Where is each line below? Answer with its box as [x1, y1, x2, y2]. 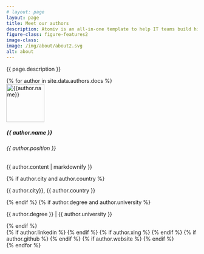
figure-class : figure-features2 [6, 32, 88, 38]
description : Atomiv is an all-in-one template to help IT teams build [6, 26, 191, 32]
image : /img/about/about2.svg [6, 43, 83, 49]
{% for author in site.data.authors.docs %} [6, 77, 112, 84]
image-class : [6, 37, 39, 43]
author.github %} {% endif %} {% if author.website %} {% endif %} [6, 235, 174, 242]
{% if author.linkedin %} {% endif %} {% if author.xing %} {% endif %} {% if [6, 229, 196, 236]
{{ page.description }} [6, 65, 61, 72]
